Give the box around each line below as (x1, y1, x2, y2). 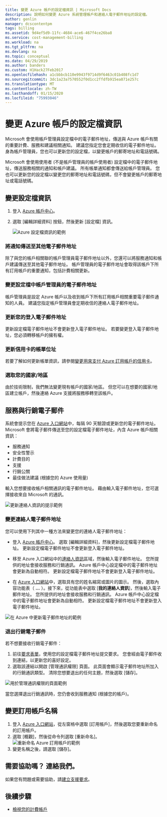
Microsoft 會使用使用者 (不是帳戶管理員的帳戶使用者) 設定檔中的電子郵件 (5, 159, 154, 165)
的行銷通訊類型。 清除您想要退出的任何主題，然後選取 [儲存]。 (12, 669, 140, 675)
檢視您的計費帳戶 (12, 807, 48, 813)
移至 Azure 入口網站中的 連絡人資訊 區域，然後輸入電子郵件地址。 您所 (12, 555, 155, 561)
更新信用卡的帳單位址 (5, 345, 56, 352)
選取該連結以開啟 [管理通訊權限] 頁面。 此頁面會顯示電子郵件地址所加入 (12, 663, 159, 669)
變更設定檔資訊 (5, 194, 51, 202)
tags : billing (5, 26, 35, 31)
